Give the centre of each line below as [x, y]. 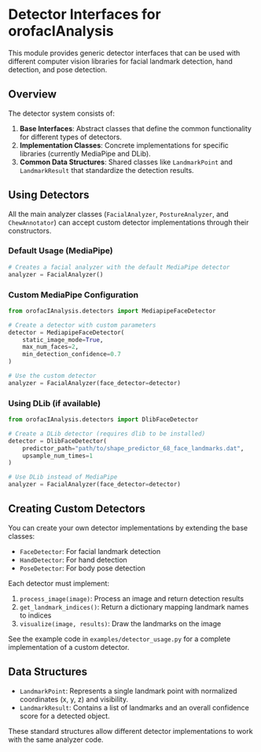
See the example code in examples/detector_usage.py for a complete [119, 639]
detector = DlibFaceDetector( [58, 441]
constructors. [30, 230]
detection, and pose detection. [58, 69]
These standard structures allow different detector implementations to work [130, 731]
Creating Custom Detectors [77, 509]
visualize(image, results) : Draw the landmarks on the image [120, 623]
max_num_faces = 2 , [51, 347]
